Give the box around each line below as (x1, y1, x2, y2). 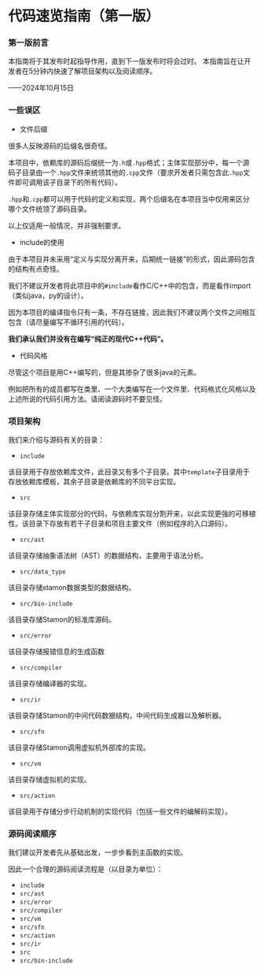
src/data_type (19, 568, 66, 576)
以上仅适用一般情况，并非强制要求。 (8, 221, 126, 230)
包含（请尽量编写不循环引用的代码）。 (8, 317, 129, 327)
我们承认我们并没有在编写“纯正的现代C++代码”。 (8, 334, 168, 343)
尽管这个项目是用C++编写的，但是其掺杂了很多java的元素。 (8, 367, 201, 377)
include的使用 (19, 237, 64, 247)
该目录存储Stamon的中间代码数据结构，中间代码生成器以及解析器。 (8, 710, 226, 721)
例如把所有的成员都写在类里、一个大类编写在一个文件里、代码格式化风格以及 (8, 384, 256, 394)
